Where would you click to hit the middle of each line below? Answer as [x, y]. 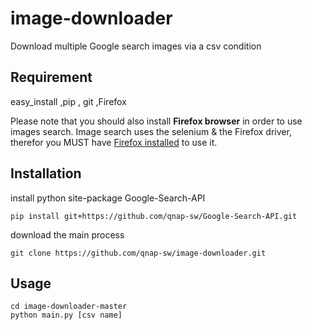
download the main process [67, 234]
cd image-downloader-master [69, 307]
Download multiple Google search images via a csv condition [136, 46]
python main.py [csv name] [66, 315]
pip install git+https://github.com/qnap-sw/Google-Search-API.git [154, 216]
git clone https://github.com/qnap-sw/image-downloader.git [138, 253]
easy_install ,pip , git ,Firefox [68, 101]
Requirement [51, 77]
